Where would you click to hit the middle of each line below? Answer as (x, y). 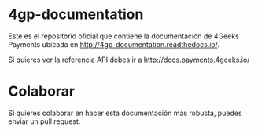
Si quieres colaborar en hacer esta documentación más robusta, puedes (125, 113)
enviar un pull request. (44, 121)
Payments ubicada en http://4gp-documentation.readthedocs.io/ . (114, 44)
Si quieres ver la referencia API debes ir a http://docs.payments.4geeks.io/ (129, 60)
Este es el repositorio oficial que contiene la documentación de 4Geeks (124, 36)
